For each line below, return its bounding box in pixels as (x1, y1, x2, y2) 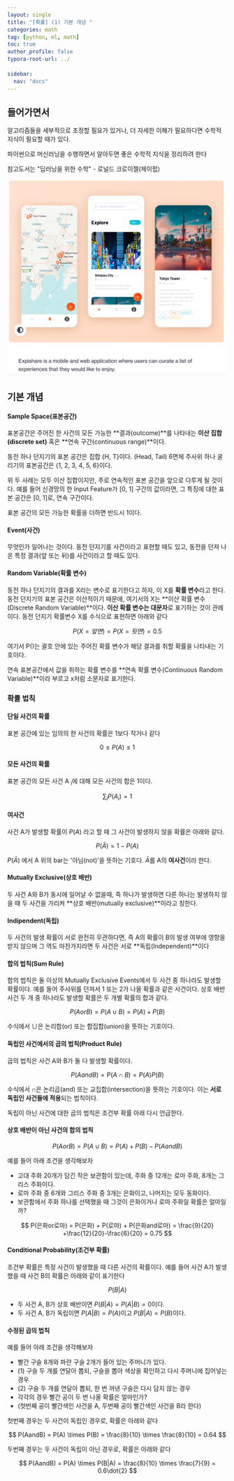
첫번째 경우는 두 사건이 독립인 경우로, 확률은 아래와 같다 (7, 1417, 159, 1425)
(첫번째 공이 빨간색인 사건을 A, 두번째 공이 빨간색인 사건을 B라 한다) (17, 1402, 201, 1410)
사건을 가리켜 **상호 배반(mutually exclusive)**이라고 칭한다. (29, 899, 198, 907)
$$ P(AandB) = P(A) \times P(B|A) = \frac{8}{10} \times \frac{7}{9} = (18, 1459, 217, 1468)
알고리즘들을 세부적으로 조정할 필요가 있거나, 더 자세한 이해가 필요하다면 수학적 (7, 126, 222, 135)
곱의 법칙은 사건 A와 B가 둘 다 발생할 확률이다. (7, 1056, 133, 1065)
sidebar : (7, 70, 33, 77)
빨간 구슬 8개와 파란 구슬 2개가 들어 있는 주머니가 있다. (17, 1358, 166, 1366)
